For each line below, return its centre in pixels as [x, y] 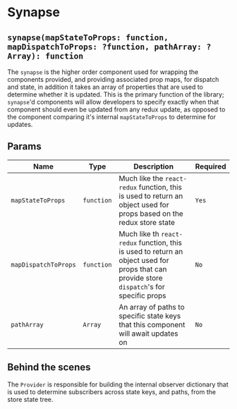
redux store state [147, 222]
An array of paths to [152, 307]
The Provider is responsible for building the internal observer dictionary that [118, 384]
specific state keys [150, 316]
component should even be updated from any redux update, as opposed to [116, 109]
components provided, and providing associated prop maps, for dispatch [113, 79]
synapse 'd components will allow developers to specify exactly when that [113, 102]
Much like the [141, 178]
